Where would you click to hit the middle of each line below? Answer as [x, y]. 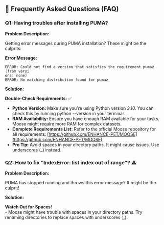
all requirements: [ [30, 134]
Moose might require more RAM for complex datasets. [67, 124]
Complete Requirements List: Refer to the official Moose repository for [84, 129]
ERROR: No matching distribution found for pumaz [57, 80]
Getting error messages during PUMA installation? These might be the [76, 43]
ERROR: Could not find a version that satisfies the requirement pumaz [80, 67]
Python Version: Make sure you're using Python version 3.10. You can [83, 108]
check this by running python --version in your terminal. [69, 113]
